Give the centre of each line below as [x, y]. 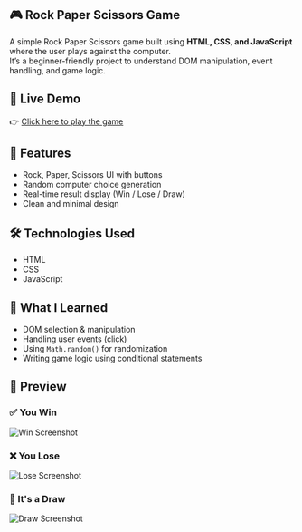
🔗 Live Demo [45, 99]
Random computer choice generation [92, 185]
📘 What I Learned [59, 308]
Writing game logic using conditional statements [112, 358]
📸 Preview [38, 387]
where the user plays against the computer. [90, 51]
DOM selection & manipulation [79, 330]
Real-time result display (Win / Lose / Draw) [104, 194]
